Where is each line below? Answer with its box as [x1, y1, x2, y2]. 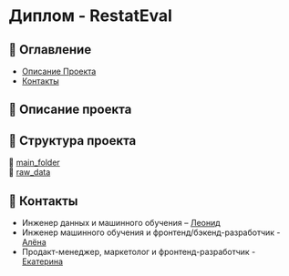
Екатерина [21, 256, 64, 267]
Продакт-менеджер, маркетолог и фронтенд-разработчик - [21, 247, 256, 258]
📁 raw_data [8, 167, 51, 178]
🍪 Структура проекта [8, 133, 137, 148]
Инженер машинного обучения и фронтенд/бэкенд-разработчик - [21, 227, 281, 238]
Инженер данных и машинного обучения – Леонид [21, 218, 221, 229]
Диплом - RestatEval [8, 5, 172, 26]
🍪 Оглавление [8, 42, 92, 57]
